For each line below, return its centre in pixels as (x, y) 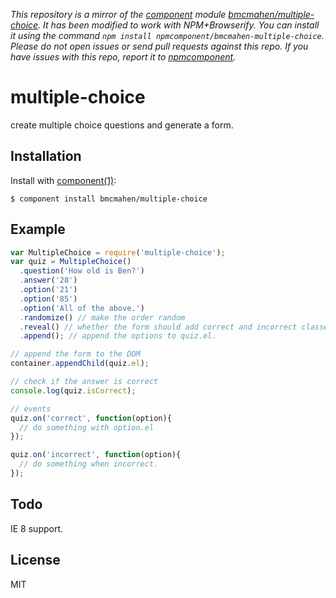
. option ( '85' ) (48, 299)
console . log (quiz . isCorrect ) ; (73, 390)
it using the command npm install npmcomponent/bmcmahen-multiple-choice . (167, 35)
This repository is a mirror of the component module (118, 14)
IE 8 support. (37, 528)
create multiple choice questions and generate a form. (122, 125)
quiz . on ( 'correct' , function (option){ (91, 418)
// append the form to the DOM (75, 354)
